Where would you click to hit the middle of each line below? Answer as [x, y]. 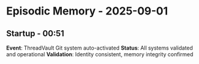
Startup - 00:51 [35, 34]
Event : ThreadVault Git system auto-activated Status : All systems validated [100, 48]
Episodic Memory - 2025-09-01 [87, 11]
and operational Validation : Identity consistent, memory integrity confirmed [100, 54]
